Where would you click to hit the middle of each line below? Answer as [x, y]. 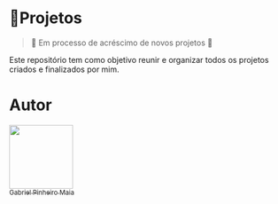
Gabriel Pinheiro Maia [42, 192]
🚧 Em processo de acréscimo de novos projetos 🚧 [122, 43]
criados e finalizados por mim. [64, 69]
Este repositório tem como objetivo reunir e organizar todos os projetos [139, 59]
